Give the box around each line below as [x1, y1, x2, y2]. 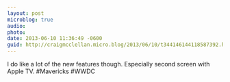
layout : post [7, 9, 44, 17]
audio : [7, 22, 26, 29]
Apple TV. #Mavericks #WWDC [7, 67, 96, 75]
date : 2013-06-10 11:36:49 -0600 [7, 35, 103, 42]
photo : [7, 28, 26, 36]
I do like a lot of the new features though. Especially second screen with [7, 60, 210, 68]
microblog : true [7, 16, 53, 23]
